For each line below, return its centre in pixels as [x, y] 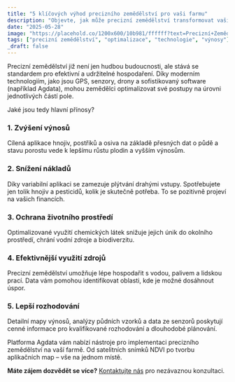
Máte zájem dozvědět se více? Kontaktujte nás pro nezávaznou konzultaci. [116, 371]
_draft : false [28, 46]
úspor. [16, 288]
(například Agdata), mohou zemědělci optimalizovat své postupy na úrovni [114, 89]
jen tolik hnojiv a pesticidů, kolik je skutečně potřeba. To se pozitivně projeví [117, 191]
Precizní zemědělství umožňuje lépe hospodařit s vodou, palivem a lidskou [115, 273]
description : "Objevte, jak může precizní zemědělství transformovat [111, 20]
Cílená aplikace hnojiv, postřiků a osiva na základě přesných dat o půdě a [113, 143]
